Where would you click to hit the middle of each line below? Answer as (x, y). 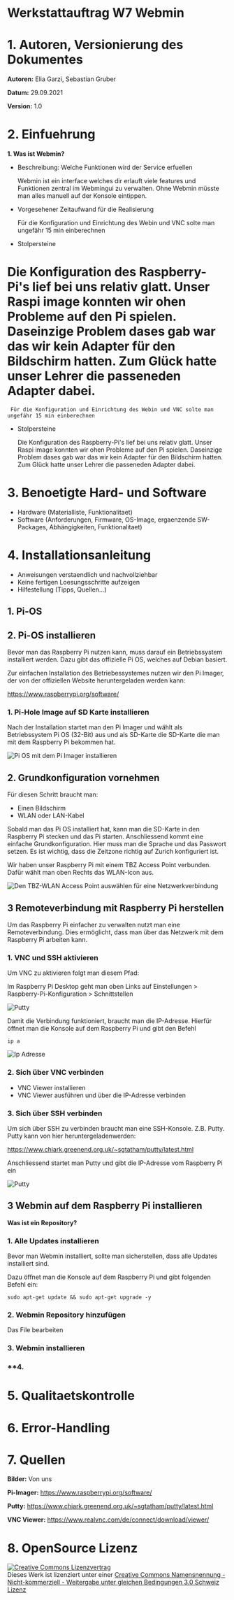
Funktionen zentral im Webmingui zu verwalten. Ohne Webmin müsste (118, 188)
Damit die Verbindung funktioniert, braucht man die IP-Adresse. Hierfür (110, 1021)
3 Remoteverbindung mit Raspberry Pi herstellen (116, 908)
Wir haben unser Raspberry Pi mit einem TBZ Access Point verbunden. (109, 865)
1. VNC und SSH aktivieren (53, 957)
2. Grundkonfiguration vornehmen (83, 778)
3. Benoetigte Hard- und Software (107, 493)
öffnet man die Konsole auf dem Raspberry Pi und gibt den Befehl (102, 1029)
